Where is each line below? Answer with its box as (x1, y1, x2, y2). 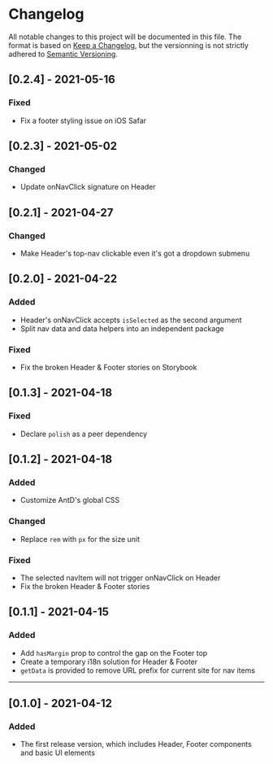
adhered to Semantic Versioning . (8, 49, 118, 59)
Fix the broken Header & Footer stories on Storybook (19, 362, 197, 372)
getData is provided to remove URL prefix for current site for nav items (19, 665, 256, 675)
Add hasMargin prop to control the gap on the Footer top (19, 648, 208, 657)
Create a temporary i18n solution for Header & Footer (19, 657, 198, 666)
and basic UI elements (19, 748, 96, 757)
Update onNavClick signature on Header (19, 182, 156, 192)
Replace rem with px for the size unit (19, 534, 141, 544)
